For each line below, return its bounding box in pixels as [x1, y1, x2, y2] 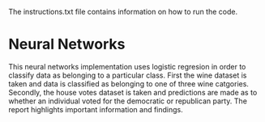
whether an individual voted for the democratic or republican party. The [8, 96, 247, 106]
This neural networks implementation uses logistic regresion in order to [8, 61, 246, 71]
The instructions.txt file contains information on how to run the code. [8, 7, 237, 16]
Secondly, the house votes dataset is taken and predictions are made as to [8, 87, 258, 97]
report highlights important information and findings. [8, 104, 184, 114]
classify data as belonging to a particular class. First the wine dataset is [8, 70, 247, 80]
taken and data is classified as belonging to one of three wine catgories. [8, 78, 250, 88]
